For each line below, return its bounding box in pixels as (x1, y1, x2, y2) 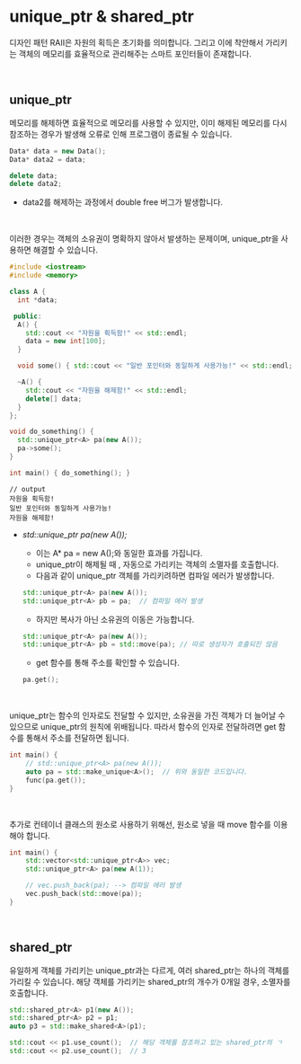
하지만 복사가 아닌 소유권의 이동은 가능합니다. (35, 614, 195, 625)
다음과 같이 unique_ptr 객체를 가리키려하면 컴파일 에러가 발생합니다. (35, 570, 275, 581)
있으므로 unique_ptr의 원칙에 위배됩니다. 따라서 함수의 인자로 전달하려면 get (9, 722, 277, 732)
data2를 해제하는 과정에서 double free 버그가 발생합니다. (22, 197, 223, 208)
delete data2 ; (9, 180, 63, 189)
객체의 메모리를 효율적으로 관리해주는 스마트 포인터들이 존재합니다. (18, 48, 252, 59)
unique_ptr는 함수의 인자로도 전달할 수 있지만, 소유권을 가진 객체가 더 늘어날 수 (9, 710, 286, 721)
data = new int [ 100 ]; (25, 337, 106, 346)
